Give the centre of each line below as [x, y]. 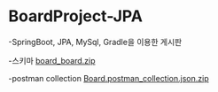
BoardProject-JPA [76, 16]
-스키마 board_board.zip [52, 60]
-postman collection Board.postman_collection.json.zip [109, 78]
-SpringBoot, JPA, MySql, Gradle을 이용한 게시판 [95, 42]
